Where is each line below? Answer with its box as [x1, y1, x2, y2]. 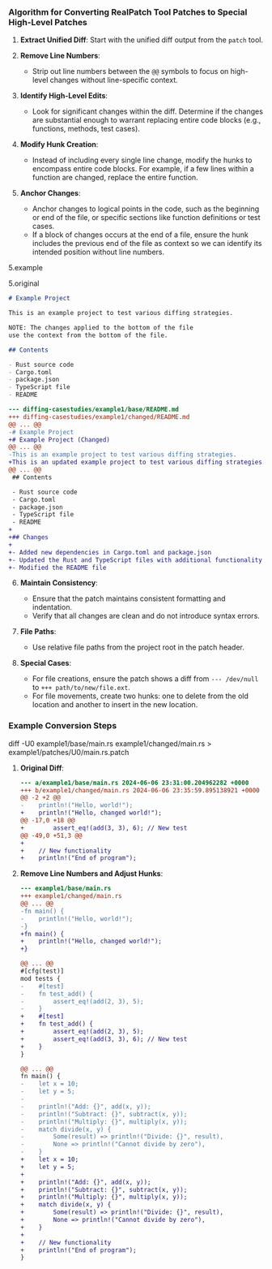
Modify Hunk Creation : [19, 140, 99, 149]
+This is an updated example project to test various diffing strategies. [8, 458, 266, 467]
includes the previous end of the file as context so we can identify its [32, 239, 262, 248]
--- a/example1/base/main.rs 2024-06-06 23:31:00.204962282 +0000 [19, 779, 249, 787]
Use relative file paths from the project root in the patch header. [32, 642, 245, 652]
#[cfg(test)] [19, 967, 65, 976]
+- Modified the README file [8, 563, 107, 572]
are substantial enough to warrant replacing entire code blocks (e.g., [32, 115, 261, 125]
